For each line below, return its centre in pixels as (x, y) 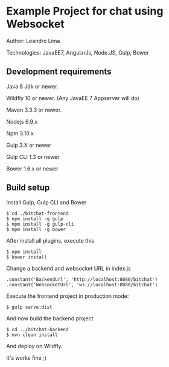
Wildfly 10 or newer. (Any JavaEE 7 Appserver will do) (73, 98)
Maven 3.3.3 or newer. (34, 110)
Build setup (28, 188)
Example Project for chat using (85, 11)
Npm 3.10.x (20, 133)
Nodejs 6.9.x (22, 121)
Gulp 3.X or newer (29, 145)
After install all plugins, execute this (50, 240)
